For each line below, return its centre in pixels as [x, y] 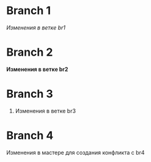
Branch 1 [28, 11]
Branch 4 [30, 136]
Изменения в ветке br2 [37, 69]
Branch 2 [30, 52]
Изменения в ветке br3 [46, 111]
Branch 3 [30, 94]
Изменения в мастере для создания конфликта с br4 [75, 152]
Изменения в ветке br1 [36, 28]
